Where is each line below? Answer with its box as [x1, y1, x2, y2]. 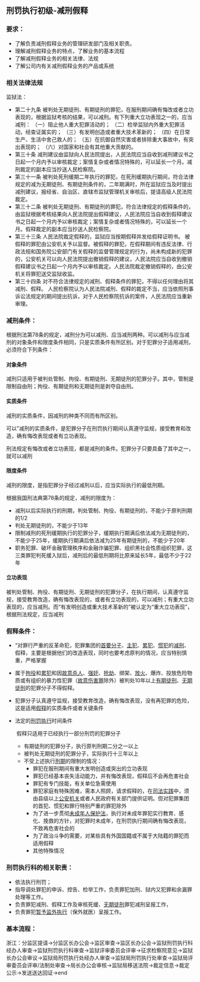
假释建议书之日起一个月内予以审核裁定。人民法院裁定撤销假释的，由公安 [14, 262, 192, 270]
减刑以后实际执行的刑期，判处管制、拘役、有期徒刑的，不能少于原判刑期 [14, 507, 192, 514]
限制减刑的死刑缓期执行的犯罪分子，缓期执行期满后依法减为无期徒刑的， [14, 529, 192, 536]
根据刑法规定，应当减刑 [6, 611, 64, 618]
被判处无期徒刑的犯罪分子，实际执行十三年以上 [23, 750, 139, 757]
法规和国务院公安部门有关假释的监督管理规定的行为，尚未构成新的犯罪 [20, 247, 192, 255]
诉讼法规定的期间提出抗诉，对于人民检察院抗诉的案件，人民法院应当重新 [14, 292, 192, 300]
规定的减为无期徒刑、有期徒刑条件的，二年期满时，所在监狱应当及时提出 [14, 180, 192, 188]
